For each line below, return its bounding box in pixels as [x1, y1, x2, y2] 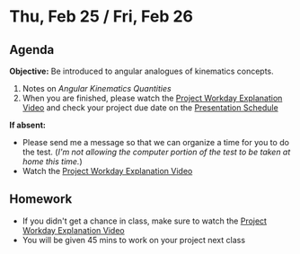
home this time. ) [22, 156, 83, 167]
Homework [9, 191, 73, 207]
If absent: [9, 119, 47, 130]
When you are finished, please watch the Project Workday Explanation [22, 92, 283, 103]
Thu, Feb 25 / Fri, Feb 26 [9, 6, 193, 27]
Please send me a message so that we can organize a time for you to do [22, 137, 290, 147]
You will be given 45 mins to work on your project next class [22, 234, 245, 245]
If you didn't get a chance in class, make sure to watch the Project [22, 215, 268, 226]
